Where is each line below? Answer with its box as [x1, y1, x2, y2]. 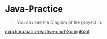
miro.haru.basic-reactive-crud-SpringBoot [5, 28, 90, 34]
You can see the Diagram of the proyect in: [16, 19, 103, 25]
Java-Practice [5, 3, 63, 14]
